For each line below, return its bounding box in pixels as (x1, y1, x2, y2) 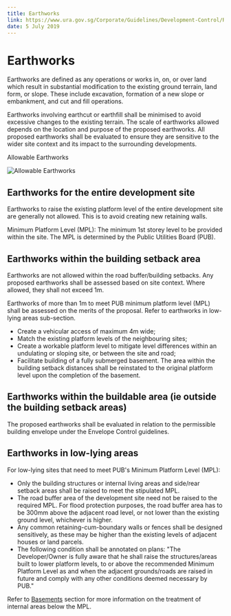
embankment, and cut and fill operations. (7, 97, 124, 105)
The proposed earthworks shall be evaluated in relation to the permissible (7, 420, 216, 428)
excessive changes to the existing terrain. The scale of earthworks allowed (7, 118, 219, 126)
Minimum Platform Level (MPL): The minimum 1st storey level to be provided (7, 225, 223, 234)
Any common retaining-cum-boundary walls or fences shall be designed (16, 523, 223, 531)
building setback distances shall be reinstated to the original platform (16, 363, 213, 372)
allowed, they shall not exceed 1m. (7, 285, 104, 294)
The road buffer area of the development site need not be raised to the (16, 493, 218, 502)
